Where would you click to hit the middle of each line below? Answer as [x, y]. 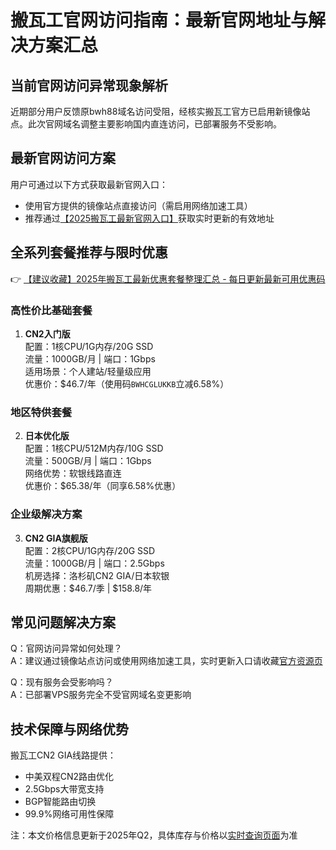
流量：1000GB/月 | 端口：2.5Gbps [94, 563]
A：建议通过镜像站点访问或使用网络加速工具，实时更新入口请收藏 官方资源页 [166, 661]
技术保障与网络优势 [69, 729]
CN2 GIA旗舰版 [56, 538]
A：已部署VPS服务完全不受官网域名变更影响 [101, 695]
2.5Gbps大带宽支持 [64, 789]
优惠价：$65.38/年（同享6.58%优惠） [103, 486]
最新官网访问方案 [63, 158]
